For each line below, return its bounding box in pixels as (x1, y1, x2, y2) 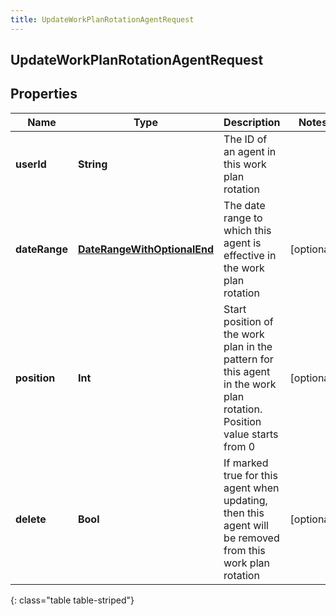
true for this (223, 468, 278, 482)
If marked (223, 456, 269, 470)
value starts (223, 427, 279, 441)
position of (223, 314, 274, 328)
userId (15, 157, 47, 171)
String (77, 157, 108, 171)
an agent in (223, 144, 277, 158)
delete (15, 512, 47, 526)
